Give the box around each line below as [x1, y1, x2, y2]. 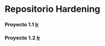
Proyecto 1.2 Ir [4, 35, 40, 42]
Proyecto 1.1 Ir [4, 21, 39, 28]
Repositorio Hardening [4, 3, 100, 15]
